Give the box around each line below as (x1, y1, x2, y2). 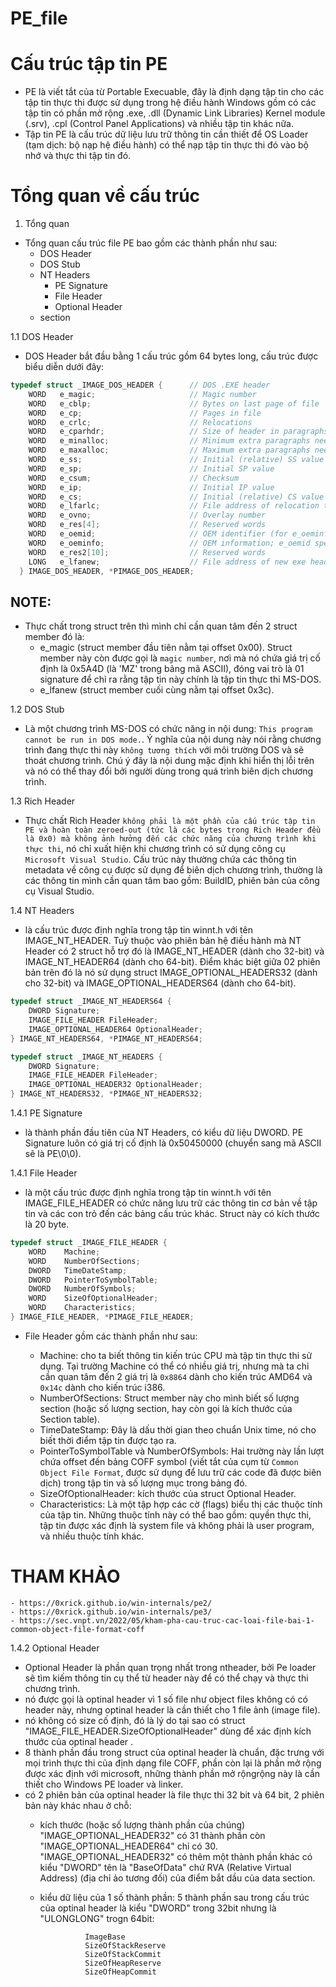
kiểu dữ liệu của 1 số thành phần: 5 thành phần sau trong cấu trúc (39, 1891, 310, 1903)
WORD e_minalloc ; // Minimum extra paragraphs (28, 436, 311, 446)
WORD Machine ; (28, 1247, 101, 1257)
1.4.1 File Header (10, 1167, 78, 1179)
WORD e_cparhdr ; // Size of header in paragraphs (28, 427, 329, 437)
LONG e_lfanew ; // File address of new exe (28, 557, 307, 567)
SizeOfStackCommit (84, 1949, 162, 1959)
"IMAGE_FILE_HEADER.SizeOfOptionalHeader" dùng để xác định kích (24, 1725, 312, 1737)
